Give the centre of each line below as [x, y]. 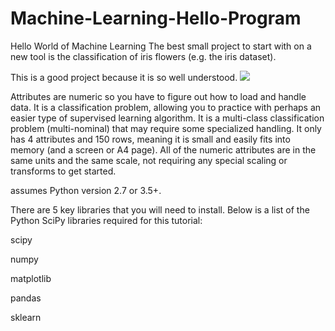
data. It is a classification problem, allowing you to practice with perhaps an [166, 107]
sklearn [26, 317]
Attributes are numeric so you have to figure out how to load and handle [158, 96]
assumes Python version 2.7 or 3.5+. [86, 190]
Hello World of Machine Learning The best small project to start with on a [161, 46]
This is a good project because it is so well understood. [124, 77]
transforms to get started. [63, 171]
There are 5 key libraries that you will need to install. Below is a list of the [160, 209]
